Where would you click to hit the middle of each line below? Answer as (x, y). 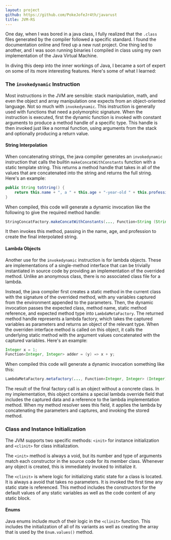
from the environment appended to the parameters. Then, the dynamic (79, 302)
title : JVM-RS (20, 19)
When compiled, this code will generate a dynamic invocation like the (78, 207)
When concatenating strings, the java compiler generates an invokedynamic (84, 156)
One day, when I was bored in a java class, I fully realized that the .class (81, 34)
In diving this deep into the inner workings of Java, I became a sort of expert (85, 66)
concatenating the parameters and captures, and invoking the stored (77, 410)
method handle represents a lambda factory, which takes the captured (79, 319)
